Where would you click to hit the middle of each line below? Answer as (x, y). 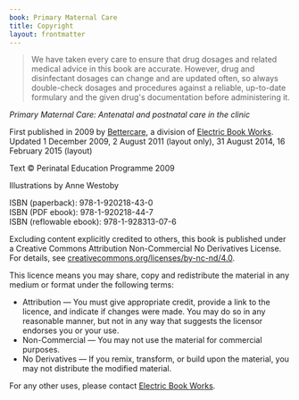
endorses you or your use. (71, 330)
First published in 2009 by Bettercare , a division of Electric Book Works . (141, 132)
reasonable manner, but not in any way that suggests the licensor (142, 321)
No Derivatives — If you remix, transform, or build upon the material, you (156, 359)
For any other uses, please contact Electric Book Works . (112, 386)
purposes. (41, 350)
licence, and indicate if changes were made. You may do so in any (144, 312)
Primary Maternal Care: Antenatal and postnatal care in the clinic (130, 115)
